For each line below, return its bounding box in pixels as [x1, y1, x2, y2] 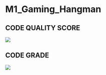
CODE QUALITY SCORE [5, 24, 80, 32]
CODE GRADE [5, 51, 49, 60]
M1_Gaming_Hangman [5, 4, 101, 15]
